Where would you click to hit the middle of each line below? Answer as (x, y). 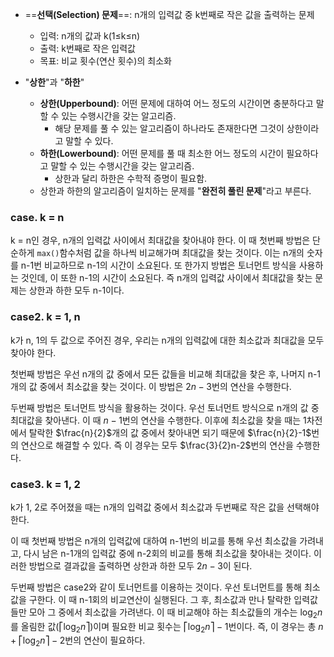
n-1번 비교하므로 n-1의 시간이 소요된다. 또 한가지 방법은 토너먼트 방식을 (158, 265)
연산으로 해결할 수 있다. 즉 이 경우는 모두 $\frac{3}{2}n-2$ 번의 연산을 (157, 445)
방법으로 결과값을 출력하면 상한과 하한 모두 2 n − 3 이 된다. (140, 565)
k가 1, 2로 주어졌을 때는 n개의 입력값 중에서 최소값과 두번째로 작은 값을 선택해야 (165, 507)
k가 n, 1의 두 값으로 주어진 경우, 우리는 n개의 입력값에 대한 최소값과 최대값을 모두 (167, 340)
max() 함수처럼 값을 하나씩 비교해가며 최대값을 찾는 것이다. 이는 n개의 (170, 253)
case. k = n (37, 217)
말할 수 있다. (89, 141)
